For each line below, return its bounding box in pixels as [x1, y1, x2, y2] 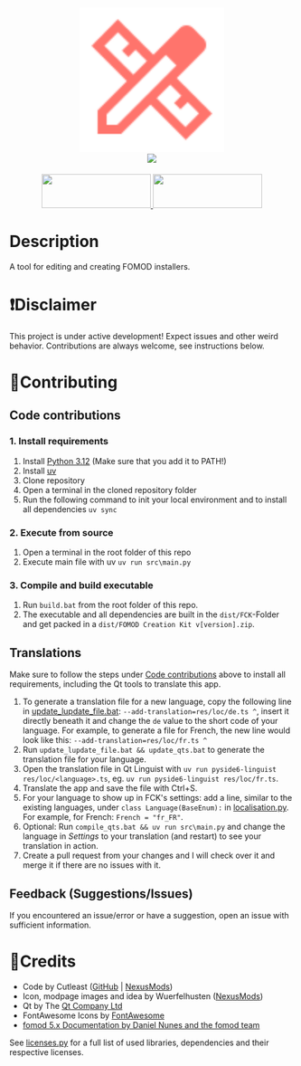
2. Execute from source [9, 526, 114, 538]
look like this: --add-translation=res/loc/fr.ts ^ [22, 735, 208, 746]
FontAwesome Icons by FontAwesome [22, 1010, 165, 1021]
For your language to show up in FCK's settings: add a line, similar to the [22, 793, 293, 804]
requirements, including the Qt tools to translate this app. [9, 679, 221, 690]
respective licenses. [9, 1046, 84, 1057]
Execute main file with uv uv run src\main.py [22, 557, 192, 567]
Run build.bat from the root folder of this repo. [22, 600, 199, 611]
